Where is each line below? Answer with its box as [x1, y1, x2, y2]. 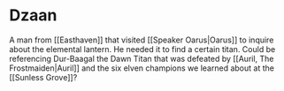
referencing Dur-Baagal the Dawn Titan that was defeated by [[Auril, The [9, 53, 274, 64]
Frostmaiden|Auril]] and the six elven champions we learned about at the [9, 63, 274, 73]
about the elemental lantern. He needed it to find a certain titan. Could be [9, 43, 276, 54]
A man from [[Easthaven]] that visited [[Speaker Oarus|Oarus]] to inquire [9, 34, 274, 45]
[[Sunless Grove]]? [9, 72, 78, 82]
